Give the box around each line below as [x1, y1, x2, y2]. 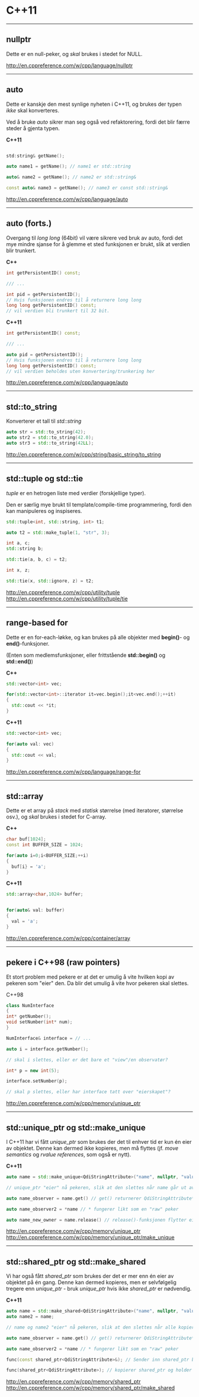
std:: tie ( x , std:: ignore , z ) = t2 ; [6, 578, 94, 584]
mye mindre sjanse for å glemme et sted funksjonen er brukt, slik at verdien [6, 240, 191, 247]
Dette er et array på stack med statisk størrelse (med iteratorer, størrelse [6, 807, 184, 814]
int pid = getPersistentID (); [6, 291, 81, 297]
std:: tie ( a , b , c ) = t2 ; [6, 556, 68, 562]
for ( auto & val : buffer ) [6, 907, 65, 913]
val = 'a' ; [11, 918, 38, 924]
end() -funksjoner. [6, 640, 50, 647]
